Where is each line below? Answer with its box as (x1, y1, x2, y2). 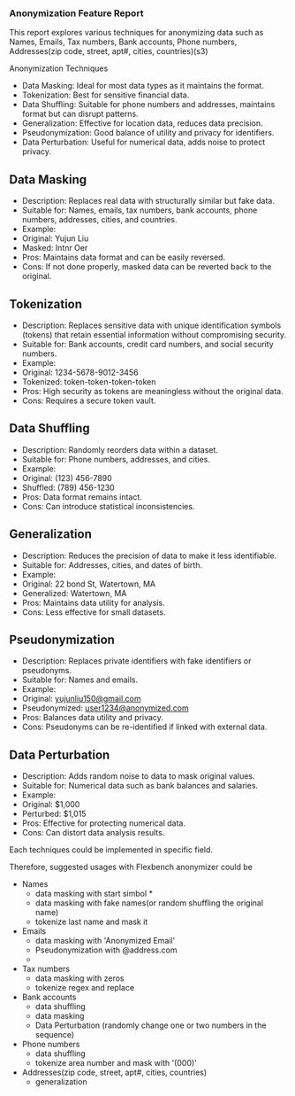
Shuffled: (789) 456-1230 (21, 482, 115, 493)
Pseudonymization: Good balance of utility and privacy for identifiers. (21, 128, 275, 138)
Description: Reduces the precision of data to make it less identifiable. (21, 550, 277, 561)
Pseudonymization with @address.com (34, 944, 178, 955)
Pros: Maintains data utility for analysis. (21, 597, 165, 608)
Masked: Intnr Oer (21, 243, 88, 253)
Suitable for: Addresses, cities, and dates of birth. (21, 559, 203, 570)
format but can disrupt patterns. (21, 109, 139, 120)
